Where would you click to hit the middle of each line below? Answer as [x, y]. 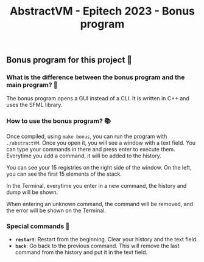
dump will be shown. [32, 192]
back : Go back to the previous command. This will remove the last [97, 246]
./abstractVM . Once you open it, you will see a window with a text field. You [101, 143]
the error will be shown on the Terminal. [56, 210]
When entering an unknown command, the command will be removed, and [100, 204]
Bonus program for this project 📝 [69, 60]
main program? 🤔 [32, 85]
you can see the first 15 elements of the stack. [64, 174]
